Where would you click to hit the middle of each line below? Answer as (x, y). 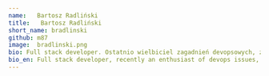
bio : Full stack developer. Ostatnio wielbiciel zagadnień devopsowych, (132, 52)
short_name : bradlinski (48, 30)
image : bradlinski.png (48, 45)
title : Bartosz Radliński (55, 23)
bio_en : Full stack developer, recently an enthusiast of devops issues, (134, 60)
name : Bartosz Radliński (53, 15)
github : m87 (28, 38)
